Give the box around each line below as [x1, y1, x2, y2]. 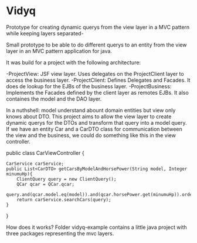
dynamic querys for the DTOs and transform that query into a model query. [6, 119, 187, 126]
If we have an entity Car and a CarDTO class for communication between [6, 125, 183, 132]
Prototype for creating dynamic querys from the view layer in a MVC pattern [6, 24, 190, 31]
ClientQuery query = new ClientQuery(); [16, 176, 117, 182]
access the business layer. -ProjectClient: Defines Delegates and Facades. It [6, 76, 191, 84]
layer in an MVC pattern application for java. [6, 47, 113, 54]
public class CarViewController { [6, 149, 84, 157]
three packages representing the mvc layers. [6, 229, 114, 237]
